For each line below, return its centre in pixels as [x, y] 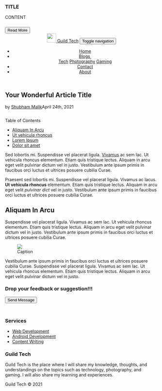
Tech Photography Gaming [85, 62]
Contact [85, 67]
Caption [25, 251]
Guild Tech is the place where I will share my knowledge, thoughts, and [76, 365]
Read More [17, 30]
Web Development [31, 331]
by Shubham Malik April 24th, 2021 [39, 107]
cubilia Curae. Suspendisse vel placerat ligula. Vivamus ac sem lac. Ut [75, 266]
